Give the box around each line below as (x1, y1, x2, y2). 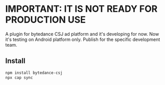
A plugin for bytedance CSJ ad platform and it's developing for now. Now (5, 31, 159, 37)
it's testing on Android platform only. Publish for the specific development (5, 36, 160, 42)
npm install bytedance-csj (5, 70, 63, 75)
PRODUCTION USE (5, 14, 86, 26)
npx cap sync (5, 75, 33, 80)
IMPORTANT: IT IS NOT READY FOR (5, 3, 158, 15)
